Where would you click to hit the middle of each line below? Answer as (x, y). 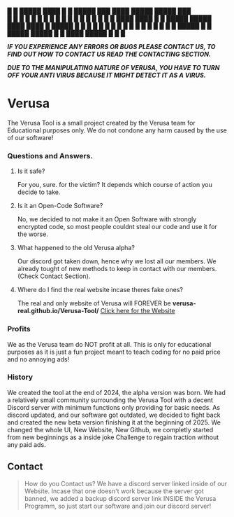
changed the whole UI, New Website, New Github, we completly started (110, 429)
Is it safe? (31, 171)
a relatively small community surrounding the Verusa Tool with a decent (110, 400)
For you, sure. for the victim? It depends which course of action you (115, 185)
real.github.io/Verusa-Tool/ (58, 311)
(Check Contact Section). (54, 276)
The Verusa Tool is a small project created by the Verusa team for (101, 123)
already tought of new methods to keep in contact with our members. (117, 269)
